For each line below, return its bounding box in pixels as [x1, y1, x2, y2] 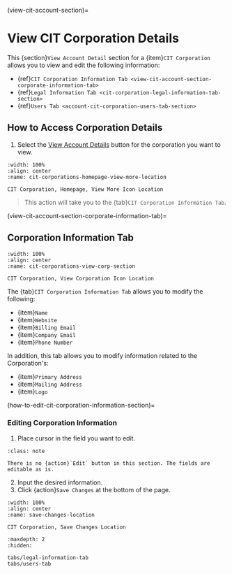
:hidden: [7, 542, 33, 549]
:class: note [7, 447, 45, 454]
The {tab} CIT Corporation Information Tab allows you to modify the [7, 287, 203, 296]
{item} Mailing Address [17, 380, 82, 388]
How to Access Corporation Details [7, 122, 163, 134]
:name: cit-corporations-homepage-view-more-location [7, 173, 167, 180]
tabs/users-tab [7, 560, 52, 567]
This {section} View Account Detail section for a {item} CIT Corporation [7, 53, 211, 62]
